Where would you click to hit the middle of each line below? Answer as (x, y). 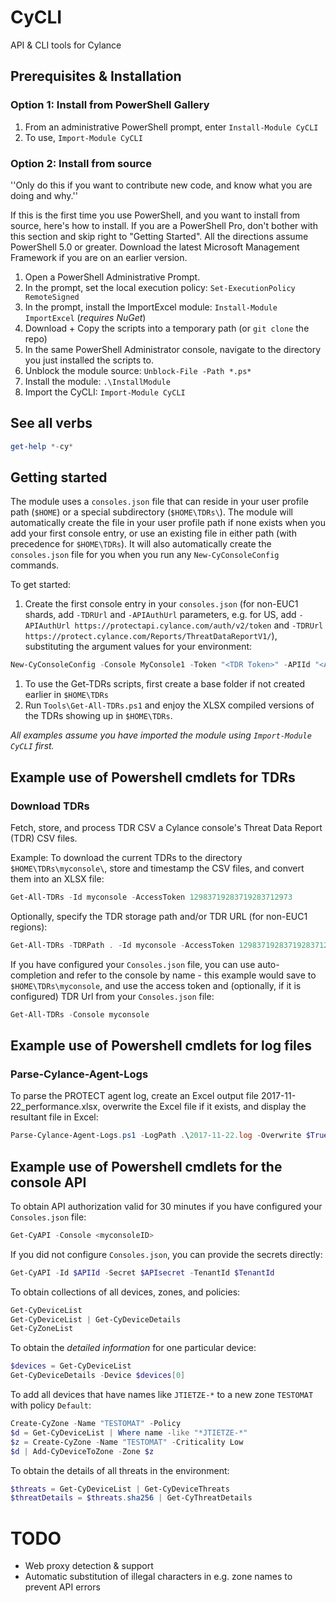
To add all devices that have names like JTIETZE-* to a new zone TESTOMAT (162, 1395)
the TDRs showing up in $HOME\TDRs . (98, 716)
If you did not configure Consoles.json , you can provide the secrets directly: (166, 1254)
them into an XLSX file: (57, 878)
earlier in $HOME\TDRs (66, 695)
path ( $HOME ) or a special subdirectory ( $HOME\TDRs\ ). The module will (151, 512)
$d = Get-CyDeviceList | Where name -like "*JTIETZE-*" (129, 1432)
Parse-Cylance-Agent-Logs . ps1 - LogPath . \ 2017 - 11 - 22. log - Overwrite (156, 1136)
